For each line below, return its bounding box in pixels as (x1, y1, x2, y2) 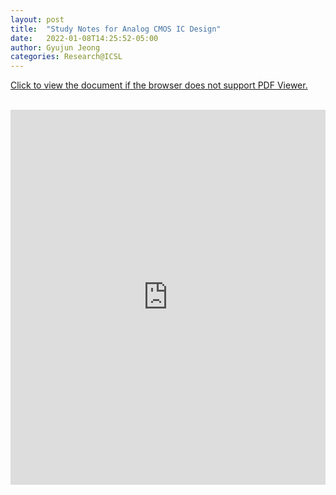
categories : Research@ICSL (10, 52, 123, 62)
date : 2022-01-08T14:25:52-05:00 (10, 33, 159, 43)
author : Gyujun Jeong (10, 42, 101, 53)
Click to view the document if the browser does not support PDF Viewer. (10, 79, 308, 91)
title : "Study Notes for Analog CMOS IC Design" (10, 24, 222, 34)
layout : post (10, 14, 65, 25)
